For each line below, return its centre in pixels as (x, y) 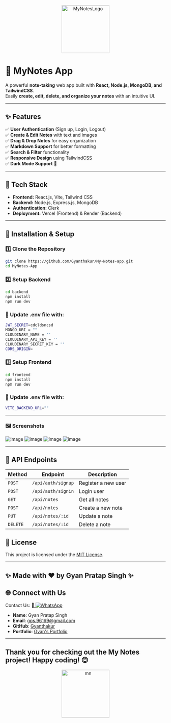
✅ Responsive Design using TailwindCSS (49, 158)
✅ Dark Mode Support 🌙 (31, 163)
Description (103, 474)
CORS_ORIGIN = (19, 349)
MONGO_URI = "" (21, 330)
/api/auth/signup (53, 483)
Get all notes (94, 500)
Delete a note (95, 524)
